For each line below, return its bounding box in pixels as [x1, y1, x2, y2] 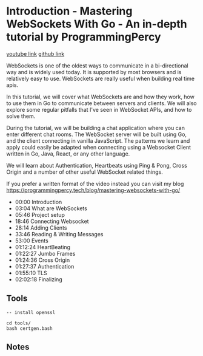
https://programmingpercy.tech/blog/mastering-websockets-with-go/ [6, 187, 181, 194]
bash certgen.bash [6, 325, 53, 332]
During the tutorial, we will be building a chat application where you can [6, 124, 185, 131]
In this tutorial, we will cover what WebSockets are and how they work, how [6, 93, 195, 100]
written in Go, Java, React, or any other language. [6, 150, 130, 157]
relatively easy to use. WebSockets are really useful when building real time [6, 75, 195, 82]
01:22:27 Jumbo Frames [15, 250, 76, 257]
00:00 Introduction [15, 198, 62, 205]
